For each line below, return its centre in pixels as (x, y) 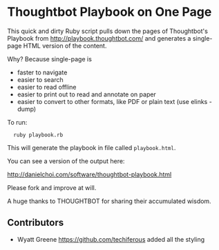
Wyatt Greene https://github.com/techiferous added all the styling (111, 239)
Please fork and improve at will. (52, 187)
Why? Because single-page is (49, 59)
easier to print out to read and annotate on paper (87, 94)
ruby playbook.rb (38, 135)
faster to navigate (42, 72)
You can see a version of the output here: (66, 161)
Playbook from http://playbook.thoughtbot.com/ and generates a (99, 38)
